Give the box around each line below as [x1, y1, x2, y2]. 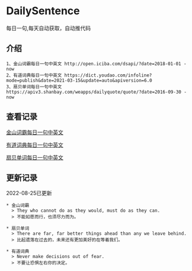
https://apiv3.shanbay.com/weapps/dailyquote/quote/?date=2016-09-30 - [6, 89, 187, 95]
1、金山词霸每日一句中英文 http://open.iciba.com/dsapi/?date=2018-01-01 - [6, 60, 187, 66]
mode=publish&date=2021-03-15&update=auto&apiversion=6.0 [6, 77, 152, 84]
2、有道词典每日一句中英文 [6, 72, 62, 78]
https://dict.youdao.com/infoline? [64, 72, 152, 78]
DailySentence [6, 4, 80, 18]
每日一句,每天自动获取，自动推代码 [6, 24, 91, 31]
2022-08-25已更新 [6, 190, 52, 197]
